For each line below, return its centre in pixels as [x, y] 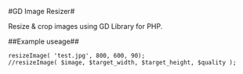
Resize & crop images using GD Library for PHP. [85, 26]
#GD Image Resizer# [42, 11]
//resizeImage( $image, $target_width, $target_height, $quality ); [122, 62]
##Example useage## [44, 41]
